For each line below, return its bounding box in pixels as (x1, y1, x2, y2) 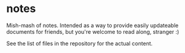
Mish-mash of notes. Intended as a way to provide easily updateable (6, 22, 179, 29)
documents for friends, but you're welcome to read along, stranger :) (6, 28, 180, 35)
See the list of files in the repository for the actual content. (6, 40, 153, 47)
